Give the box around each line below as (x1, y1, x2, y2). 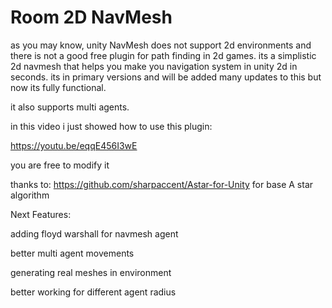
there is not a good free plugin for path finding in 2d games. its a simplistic (10, 49, 317, 61)
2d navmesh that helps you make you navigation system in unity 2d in (10, 60, 298, 72)
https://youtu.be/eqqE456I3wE (10, 139, 138, 151)
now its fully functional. (10, 81, 107, 93)
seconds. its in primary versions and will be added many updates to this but (10, 71, 322, 83)
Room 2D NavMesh (10, 6, 173, 29)
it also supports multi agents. (10, 101, 130, 113)
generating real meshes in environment (10, 266, 172, 278)
